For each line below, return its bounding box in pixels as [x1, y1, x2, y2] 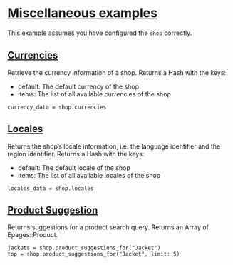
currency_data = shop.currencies [7, 104, 107, 111]
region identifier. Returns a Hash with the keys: [7, 149, 145, 158]
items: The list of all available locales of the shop [17, 171, 161, 179]
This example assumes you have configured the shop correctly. [7, 29, 192, 37]
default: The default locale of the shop [17, 163, 130, 172]
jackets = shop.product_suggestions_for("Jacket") [7, 244, 161, 251]
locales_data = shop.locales [7, 184, 94, 192]
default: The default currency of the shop [17, 82, 140, 91]
